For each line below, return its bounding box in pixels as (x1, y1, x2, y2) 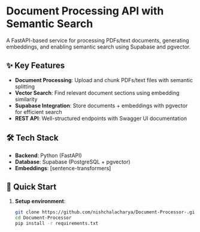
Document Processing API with (6, 4, 164, 18)
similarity (14, 95, 38, 103)
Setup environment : (14, 198, 66, 205)
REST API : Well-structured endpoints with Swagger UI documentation (14, 115, 187, 122)
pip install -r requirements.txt (14, 221, 99, 227)
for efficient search (14, 108, 62, 115)
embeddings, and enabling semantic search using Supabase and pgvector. (6, 43, 191, 50)
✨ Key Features (6, 61, 65, 71)
